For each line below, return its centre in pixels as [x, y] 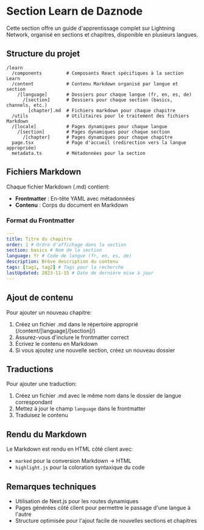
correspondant [34, 402]
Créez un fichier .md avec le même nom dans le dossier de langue [98, 396]
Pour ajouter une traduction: [42, 384]
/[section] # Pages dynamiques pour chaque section [94, 132]
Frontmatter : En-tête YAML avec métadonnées [75, 198]
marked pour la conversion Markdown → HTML [73, 461]
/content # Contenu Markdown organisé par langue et [95, 84]
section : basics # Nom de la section [54, 250]
